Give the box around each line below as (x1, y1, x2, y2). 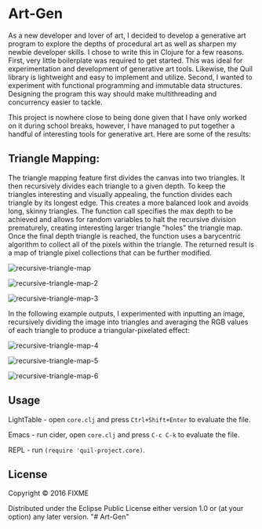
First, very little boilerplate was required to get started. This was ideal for (8, 56, 243, 65)
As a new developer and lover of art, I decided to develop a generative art (8, 31, 246, 40)
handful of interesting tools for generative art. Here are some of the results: (8, 129, 251, 138)
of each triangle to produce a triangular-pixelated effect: (8, 325, 190, 334)
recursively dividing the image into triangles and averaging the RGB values (8, 317, 249, 327)
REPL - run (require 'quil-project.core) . (8, 445, 145, 454)
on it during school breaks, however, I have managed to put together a (8, 121, 235, 130)
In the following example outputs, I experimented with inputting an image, (8, 308, 246, 318)
